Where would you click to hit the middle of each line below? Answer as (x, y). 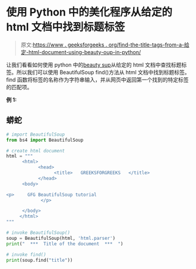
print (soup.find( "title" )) (39, 260)
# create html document (36, 151)
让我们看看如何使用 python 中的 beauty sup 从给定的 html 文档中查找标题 (94, 65)
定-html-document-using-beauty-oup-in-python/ (81, 52)
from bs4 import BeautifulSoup (45, 140)
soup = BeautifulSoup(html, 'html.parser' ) (61, 238)
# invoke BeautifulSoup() (38, 233)
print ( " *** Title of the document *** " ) (65, 244)
